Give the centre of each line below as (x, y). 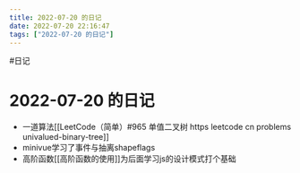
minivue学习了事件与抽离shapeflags (89, 148)
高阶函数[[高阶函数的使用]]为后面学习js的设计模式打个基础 (129, 159)
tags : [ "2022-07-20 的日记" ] (62, 34)
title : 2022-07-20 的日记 (56, 17)
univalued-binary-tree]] (65, 137)
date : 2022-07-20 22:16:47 (60, 26)
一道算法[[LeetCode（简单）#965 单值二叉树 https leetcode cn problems (157, 127)
